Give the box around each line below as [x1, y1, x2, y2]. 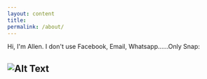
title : [7, 17, 27, 24]
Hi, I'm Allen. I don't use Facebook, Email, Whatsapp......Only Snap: [7, 43, 200, 51]
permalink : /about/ [7, 23, 65, 30]
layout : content [7, 10, 55, 17]
